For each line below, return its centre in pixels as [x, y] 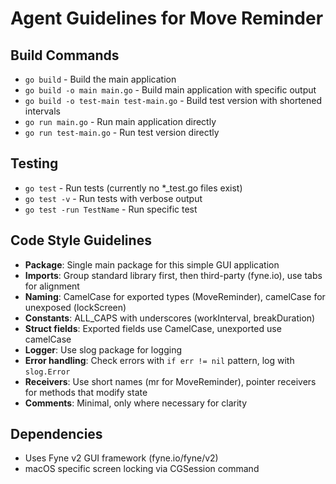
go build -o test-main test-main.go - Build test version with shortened [173, 100]
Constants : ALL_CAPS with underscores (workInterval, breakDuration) [170, 318]
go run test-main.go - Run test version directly [122, 132]
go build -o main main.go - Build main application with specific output [170, 90]
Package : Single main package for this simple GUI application [152, 264]
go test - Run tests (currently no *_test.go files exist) [133, 188]
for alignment [52, 286]
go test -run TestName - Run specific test [111, 209]
